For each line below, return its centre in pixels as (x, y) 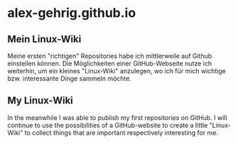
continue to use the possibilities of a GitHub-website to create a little (108, 125)
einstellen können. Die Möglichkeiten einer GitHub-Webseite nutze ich (110, 64)
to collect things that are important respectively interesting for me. (121, 133)
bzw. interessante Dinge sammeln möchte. (69, 78)
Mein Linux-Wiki (44, 39)
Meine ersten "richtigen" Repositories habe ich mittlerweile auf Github (110, 56)
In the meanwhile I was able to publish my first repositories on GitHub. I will (117, 117)
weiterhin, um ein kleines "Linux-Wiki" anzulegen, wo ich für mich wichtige (117, 71)
